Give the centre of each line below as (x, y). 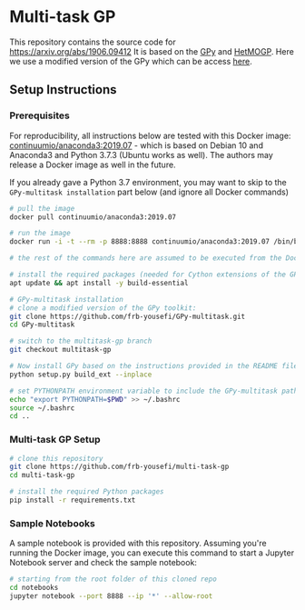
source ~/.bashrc (42, 408)
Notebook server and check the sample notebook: (103, 563)
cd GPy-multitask (42, 325)
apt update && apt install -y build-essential (99, 283)
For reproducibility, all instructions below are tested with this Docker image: (150, 135)
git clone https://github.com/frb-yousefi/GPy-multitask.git (128, 316)
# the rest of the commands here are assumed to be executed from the (146, 258)
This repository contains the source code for (93, 42)
